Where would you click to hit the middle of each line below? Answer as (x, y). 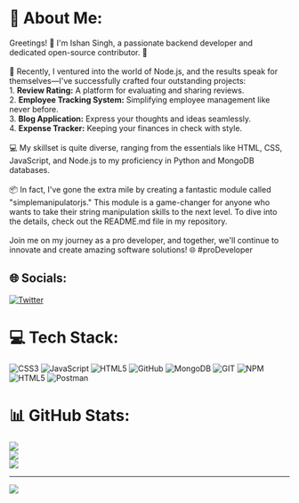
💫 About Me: (56, 18)
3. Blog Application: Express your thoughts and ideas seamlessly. (130, 119)
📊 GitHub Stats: (70, 415)
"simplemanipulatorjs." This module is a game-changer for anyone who (140, 202)
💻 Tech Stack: (64, 337)
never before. (34, 109)
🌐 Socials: (38, 279)
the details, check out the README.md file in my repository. (118, 221)
